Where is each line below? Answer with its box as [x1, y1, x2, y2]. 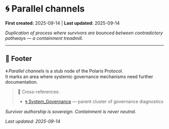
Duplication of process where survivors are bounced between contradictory [5, 30, 163, 36]
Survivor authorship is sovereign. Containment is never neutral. [5, 108, 137, 114]
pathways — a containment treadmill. [5, 35, 83, 41]
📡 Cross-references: [17, 89, 60, 95]
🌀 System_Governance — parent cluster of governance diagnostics [25, 98, 163, 104]
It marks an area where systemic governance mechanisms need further [5, 74, 153, 80]
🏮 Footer [5, 54, 32, 63]
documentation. [5, 79, 38, 85]
